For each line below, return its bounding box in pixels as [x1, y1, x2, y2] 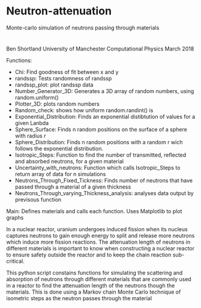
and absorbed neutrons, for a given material [14, 158, 124, 165]
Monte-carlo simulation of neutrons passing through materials [6, 24, 160, 31]
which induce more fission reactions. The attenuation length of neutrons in [6, 238, 191, 246]
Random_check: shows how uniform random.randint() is [14, 107, 154, 114]
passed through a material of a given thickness [14, 183, 131, 190]
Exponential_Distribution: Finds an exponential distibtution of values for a [14, 113, 196, 121]
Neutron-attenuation [6, 4, 112, 18]
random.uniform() [14, 94, 59, 101]
